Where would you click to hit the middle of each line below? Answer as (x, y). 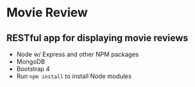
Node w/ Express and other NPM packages (77, 54)
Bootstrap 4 (33, 69)
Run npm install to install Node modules (74, 76)
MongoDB (31, 62)
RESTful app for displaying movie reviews (97, 38)
